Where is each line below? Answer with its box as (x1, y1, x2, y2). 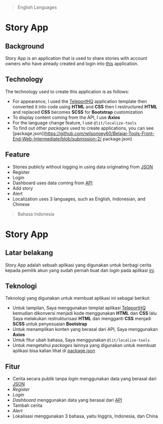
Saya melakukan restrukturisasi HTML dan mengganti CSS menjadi (12, 316, 151, 322)
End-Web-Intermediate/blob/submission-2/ (12, 135, 102, 142)
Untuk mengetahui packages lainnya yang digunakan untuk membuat (12, 342, 156, 348)
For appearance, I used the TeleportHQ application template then (12, 98, 147, 104)
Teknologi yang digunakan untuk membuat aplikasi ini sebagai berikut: (5, 295, 150, 301)
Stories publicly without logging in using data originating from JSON (12, 164, 153, 170)
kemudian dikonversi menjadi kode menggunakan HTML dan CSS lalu (12, 310, 157, 316)
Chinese (12, 201, 30, 207)
